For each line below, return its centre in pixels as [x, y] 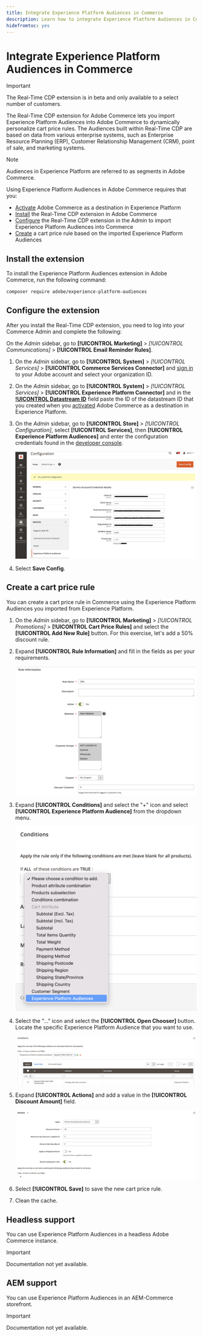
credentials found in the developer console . [69, 442]
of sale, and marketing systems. [46, 148]
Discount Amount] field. [46, 1102]
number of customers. [34, 104]
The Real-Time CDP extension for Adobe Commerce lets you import [91, 116]
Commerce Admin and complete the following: [64, 331]
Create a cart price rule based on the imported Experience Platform [99, 234]
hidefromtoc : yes [28, 25]
